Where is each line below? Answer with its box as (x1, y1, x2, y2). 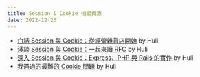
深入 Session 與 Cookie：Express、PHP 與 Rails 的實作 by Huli (16, 53, 194, 62)
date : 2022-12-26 (7, 16, 57, 23)
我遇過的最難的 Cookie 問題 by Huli (16, 62, 117, 70)
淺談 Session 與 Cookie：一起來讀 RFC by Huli (16, 45, 148, 53)
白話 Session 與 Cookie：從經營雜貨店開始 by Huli (16, 36, 159, 45)
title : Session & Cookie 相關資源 (7, 10, 102, 17)
